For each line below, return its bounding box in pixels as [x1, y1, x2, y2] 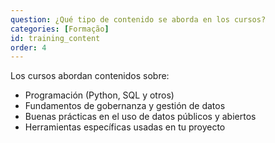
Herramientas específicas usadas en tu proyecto [24, 121, 226, 133]
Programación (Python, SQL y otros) [24, 89, 175, 101]
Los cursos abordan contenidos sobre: [10, 70, 170, 82]
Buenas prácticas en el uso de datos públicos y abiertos [24, 111, 257, 123]
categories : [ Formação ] [10, 24, 110, 34]
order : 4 [10, 42, 47, 53]
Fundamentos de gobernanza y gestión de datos [24, 100, 226, 112]
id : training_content [10, 33, 101, 43]
